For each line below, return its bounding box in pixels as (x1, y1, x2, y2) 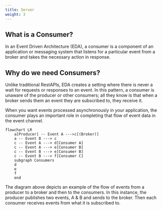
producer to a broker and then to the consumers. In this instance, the (5, 190, 147, 196)
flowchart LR (5, 127, 32, 132)
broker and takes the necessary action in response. (5, 54, 111, 60)
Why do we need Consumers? (5, 68, 101, 77)
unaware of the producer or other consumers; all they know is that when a (5, 93, 158, 99)
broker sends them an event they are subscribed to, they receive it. (5, 98, 143, 104)
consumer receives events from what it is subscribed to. (5, 200, 121, 206)
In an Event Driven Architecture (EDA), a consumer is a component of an (5, 43, 154, 50)
